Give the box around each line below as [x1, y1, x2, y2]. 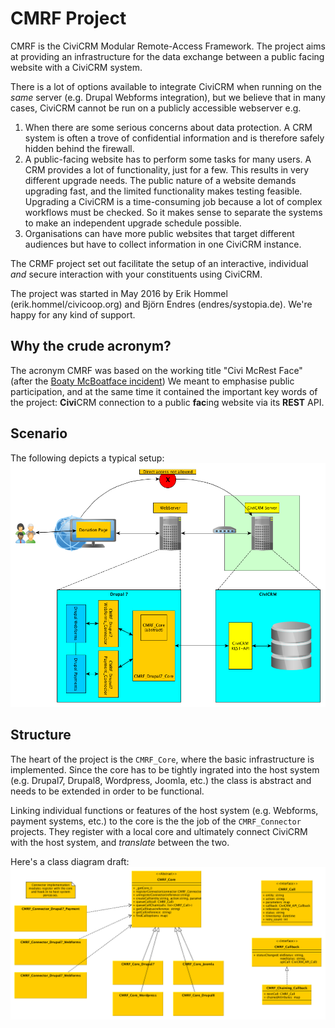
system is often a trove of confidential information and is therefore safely [24, 132, 325, 144]
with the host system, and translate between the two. [10, 836, 230, 848]
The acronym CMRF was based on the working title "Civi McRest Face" [10, 364, 303, 376]
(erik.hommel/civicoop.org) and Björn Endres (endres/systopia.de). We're [10, 298, 313, 310]
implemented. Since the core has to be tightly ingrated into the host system [10, 763, 320, 776]
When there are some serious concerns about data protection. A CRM [24, 121, 313, 133]
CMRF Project [10, 7, 127, 30]
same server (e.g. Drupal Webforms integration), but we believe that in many [10, 91, 326, 103]
